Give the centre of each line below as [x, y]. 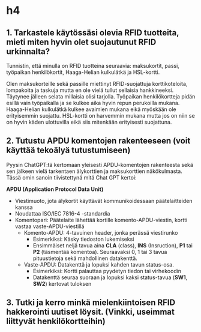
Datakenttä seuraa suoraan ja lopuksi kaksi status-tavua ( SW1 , [110, 277]
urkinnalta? [28, 51]
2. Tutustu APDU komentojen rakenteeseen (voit [98, 141]
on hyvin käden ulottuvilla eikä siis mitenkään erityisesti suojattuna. [89, 122]
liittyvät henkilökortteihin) [56, 321]
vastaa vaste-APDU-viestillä [49, 226]
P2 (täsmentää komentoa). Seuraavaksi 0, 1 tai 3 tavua [100, 252]
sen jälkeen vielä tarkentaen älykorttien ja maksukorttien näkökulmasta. [94, 171]
